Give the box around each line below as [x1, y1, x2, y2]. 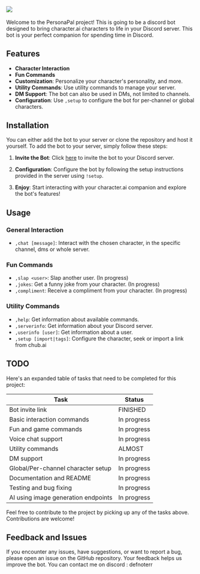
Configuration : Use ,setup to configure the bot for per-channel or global [14, 97, 195, 104]
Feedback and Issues [6, 532, 87, 542]
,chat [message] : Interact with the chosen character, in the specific [14, 240, 181, 247]
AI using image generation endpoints [9, 493, 113, 501]
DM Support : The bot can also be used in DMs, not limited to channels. [14, 90, 190, 97]
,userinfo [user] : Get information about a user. [14, 328, 134, 336]
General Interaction [6, 226, 64, 234]
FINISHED [118, 405, 146, 414]
